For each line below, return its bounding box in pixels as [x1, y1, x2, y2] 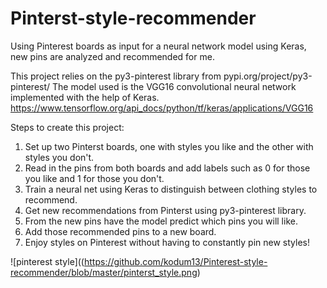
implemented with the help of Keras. [10, 91, 160, 103]
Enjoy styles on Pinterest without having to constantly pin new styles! [24, 236, 311, 248]
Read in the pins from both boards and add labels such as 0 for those [24, 162, 311, 174]
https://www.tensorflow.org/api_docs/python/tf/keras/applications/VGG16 [10, 102, 314, 114]
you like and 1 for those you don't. [24, 172, 165, 184]
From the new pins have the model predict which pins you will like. [24, 215, 298, 227]
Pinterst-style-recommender [10, 7, 257, 30]
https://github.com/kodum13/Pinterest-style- [83, 255, 268, 267]
